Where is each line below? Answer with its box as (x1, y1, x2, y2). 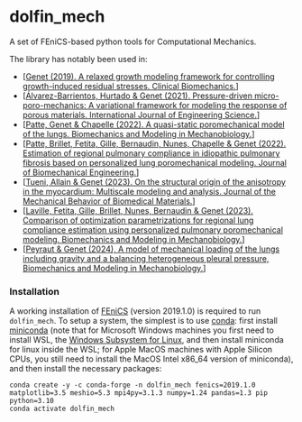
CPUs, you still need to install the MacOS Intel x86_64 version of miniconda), (9, 353, 294, 364)
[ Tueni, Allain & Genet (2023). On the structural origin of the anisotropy (22, 176, 287, 187)
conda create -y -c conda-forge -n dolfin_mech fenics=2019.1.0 (9, 381, 256, 390)
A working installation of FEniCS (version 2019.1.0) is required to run (9, 306, 261, 316)
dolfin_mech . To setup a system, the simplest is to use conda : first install (9, 316, 278, 326)
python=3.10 (9, 397, 54, 406)
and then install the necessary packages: (9, 363, 162, 374)
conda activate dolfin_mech (9, 404, 115, 414)
